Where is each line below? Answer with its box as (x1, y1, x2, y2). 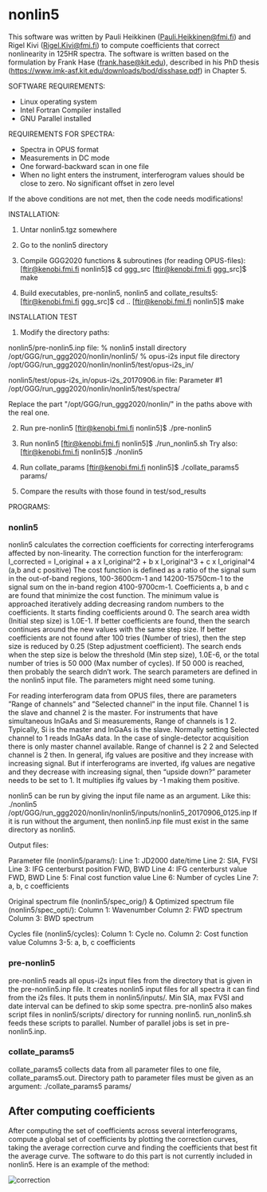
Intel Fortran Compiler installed (19, 105, 121, 115)
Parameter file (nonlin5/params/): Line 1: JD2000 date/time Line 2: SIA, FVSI (8, 856, 258, 866)
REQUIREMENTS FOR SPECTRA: (8, 129, 116, 139)
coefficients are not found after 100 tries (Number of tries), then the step (8, 633, 246, 643)
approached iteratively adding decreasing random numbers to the (8, 600, 225, 609)
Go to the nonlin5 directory (19, 240, 108, 250)
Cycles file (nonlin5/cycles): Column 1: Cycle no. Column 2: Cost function (8, 929, 249, 938)
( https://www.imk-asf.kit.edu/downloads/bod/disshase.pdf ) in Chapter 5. (8, 65, 247, 75)
